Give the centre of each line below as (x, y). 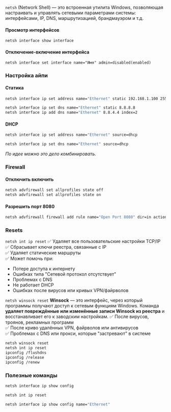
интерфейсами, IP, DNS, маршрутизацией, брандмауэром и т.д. (75, 18)
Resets (14, 230)
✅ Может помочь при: (29, 259)
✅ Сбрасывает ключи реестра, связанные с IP (56, 247)
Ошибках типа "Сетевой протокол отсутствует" (64, 274)
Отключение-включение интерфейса (47, 52)
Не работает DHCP (33, 285)
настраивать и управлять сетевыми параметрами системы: (71, 13)
